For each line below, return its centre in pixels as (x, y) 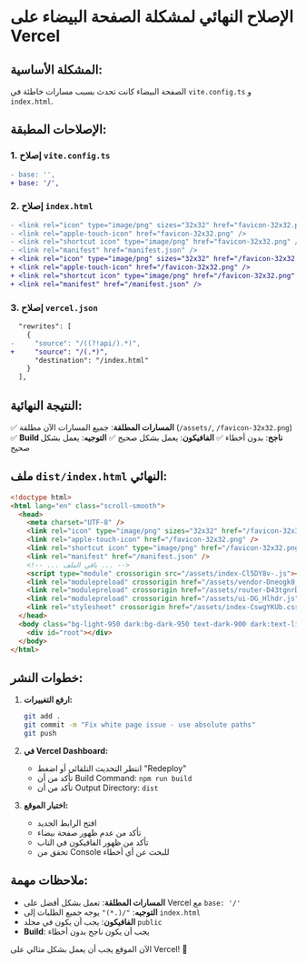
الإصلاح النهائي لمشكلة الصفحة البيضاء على (152, 17)
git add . (42, 717)
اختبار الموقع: (46, 805)
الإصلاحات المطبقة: (59, 130)
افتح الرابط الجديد (67, 823)
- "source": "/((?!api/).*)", (76, 343)
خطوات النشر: (47, 678)
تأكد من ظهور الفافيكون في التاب (93, 842)
